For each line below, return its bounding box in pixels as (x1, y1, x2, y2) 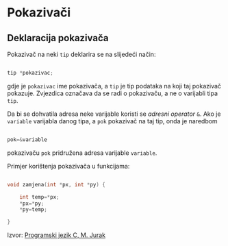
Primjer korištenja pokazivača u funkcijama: (7, 162, 130, 170)
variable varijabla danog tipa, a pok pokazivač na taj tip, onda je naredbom (7, 116, 218, 125)
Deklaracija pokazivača (7, 32, 109, 44)
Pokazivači (7, 5, 71, 21)
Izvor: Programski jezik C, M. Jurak (7, 231, 106, 239)
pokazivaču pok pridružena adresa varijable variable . (7, 149, 157, 157)
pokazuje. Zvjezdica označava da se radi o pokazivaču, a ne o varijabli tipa (7, 89, 218, 97)
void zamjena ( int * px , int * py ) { (7, 181, 106, 188)
